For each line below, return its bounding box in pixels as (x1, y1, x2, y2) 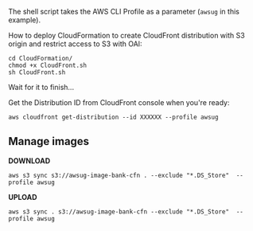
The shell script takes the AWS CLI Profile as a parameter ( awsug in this (8, 7, 240, 16)
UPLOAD (8, 192, 37, 202)
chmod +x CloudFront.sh (8, 61, 88, 69)
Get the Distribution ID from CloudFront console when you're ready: (8, 98, 230, 107)
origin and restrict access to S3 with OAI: (8, 39, 142, 49)
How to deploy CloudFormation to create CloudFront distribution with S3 (8, 31, 245, 40)
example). (8, 15, 41, 25)
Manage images (8, 135, 90, 148)
